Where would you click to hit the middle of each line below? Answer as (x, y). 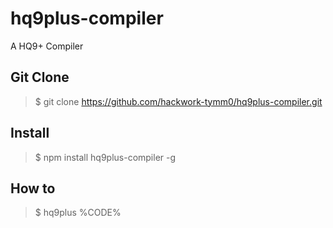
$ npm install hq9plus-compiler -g (105, 157)
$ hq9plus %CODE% (78, 213)
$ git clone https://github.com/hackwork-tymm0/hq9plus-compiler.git (178, 101)
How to (33, 188)
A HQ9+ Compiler (47, 46)
